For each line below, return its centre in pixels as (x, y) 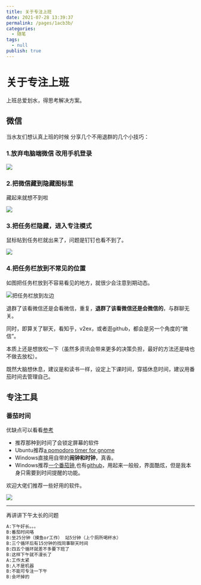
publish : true (24, 51)
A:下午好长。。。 (22, 527)
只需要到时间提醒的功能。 (52, 473)
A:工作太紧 (18, 560)
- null (20, 46)
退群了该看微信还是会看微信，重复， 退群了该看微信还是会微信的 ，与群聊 (95, 308)
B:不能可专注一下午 (27, 571)
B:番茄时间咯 (20, 532)
